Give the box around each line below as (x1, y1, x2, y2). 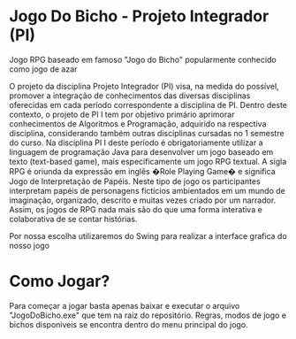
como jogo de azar (9, 64, 78, 74)
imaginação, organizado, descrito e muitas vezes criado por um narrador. (9, 195, 277, 205)
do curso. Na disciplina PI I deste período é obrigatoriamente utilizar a (9, 137, 263, 148)
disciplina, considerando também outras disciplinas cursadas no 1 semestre (9, 127, 285, 138)
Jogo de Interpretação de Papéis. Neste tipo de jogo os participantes (9, 175, 261, 187)
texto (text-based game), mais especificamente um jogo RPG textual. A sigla (9, 156, 287, 166)
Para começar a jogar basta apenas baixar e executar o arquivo (9, 300, 240, 311)
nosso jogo (9, 240, 50, 250)
